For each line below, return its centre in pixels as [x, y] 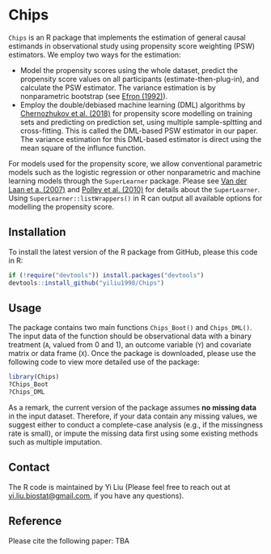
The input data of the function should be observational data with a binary [130, 336]
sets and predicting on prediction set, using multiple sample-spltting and [141, 122]
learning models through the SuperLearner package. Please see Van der [128, 181]
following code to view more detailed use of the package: [104, 362]
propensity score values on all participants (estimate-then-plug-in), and [140, 79]
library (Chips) [34, 377]
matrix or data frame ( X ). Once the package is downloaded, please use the [132, 354]
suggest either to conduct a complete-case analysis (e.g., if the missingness [136, 424]
